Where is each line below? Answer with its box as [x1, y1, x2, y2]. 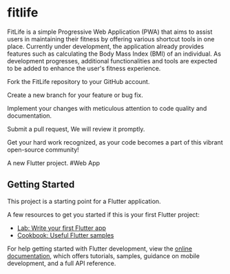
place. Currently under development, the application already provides [7, 42, 205, 50]
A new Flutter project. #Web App [7, 158, 101, 167]
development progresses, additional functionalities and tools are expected [7, 56, 218, 65]
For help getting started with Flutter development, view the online [7, 244, 193, 253]
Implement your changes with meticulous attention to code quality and [7, 104, 207, 112]
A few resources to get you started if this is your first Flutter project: [7, 210, 200, 218]
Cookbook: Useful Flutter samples [17, 231, 114, 239]
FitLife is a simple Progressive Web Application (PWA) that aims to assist [7, 28, 213, 36]
